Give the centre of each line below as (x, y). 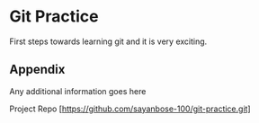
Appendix (37, 70)
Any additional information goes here (78, 91)
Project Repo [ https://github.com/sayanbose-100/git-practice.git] (130, 109)
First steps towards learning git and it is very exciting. (108, 41)
